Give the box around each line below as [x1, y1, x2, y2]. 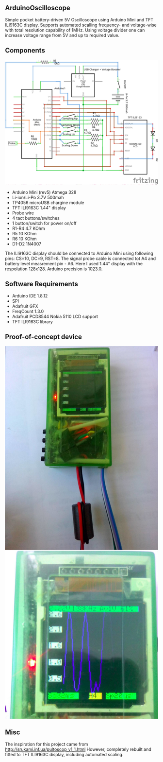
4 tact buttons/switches [12, 215, 60, 221]
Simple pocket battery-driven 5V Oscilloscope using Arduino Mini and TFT [5, 17, 154, 22]
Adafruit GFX [12, 303, 38, 309]
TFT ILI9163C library [12, 318, 53, 325]
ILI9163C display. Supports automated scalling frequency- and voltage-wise [5, 22, 157, 28]
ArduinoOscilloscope [5, 4, 70, 12]
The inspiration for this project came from [5, 741, 88, 747]
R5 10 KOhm [12, 231, 37, 237]
